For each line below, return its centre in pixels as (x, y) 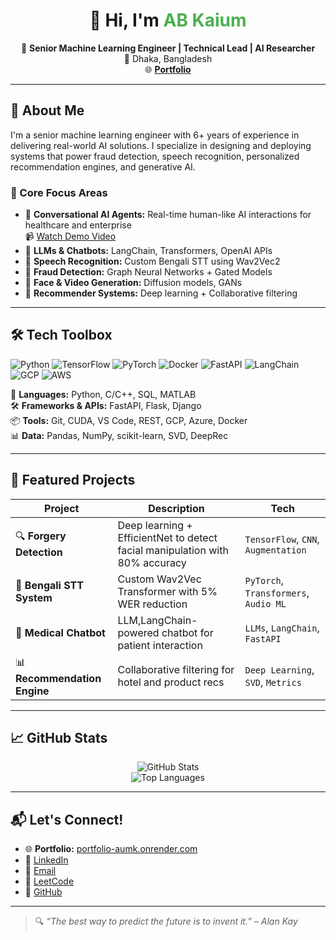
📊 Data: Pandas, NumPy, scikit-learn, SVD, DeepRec (119, 435)
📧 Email (40, 871)
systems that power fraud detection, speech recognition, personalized (155, 156)
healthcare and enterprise (78, 225)
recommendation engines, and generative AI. (103, 166)
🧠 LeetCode (49, 881)
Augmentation (275, 550)
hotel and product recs (171, 682)
